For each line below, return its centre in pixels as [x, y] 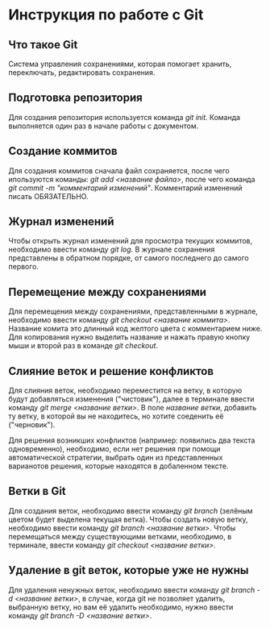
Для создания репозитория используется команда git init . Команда [124, 117]
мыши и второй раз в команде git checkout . [83, 346]
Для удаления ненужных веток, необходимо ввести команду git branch [132, 589]
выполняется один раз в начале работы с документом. [104, 126]
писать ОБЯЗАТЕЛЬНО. [48, 196]
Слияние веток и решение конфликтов [111, 371]
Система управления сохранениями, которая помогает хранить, [120, 64]
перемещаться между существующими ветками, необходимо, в [120, 536]
